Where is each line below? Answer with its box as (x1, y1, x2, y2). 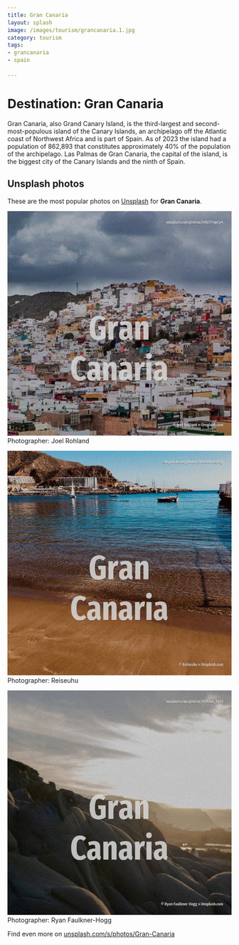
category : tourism (7, 34, 62, 41)
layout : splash (7, 19, 53, 26)
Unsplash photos (7, 178, 85, 190)
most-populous (7, 127, 53, 135)
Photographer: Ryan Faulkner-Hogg (7, 916, 112, 924)
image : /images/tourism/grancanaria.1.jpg (7, 26, 135, 33)
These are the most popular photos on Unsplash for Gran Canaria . (7, 197, 202, 205)
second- (195, 119, 221, 128)
